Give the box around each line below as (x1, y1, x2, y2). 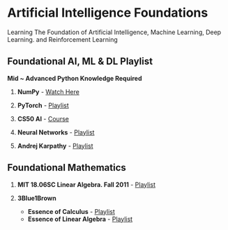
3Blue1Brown (17, 194, 57, 202)
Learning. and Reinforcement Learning (7, 35, 118, 43)
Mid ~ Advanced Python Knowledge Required (7, 74, 142, 82)
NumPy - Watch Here (17, 87, 80, 95)
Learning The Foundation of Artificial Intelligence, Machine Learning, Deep (7, 28, 222, 36)
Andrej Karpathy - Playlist (17, 141, 93, 150)
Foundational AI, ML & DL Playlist (7, 56, 153, 68)
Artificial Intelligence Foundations (7, 5, 208, 21)
